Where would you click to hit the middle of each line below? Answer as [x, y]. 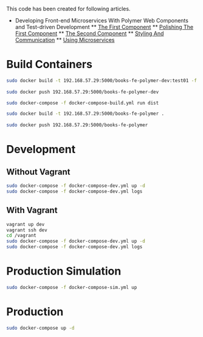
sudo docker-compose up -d [40, 328]
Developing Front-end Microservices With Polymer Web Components [101, 20]
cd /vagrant [21, 236]
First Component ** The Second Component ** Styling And [89, 33]
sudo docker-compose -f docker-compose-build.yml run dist [83, 103]
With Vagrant [32, 210]
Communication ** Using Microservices [65, 40]
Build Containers [50, 65]
